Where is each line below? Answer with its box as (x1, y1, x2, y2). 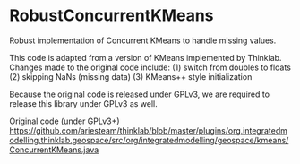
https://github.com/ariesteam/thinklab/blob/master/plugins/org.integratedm (9, 125, 288, 135)
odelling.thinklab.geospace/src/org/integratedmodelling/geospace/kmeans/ (9, 134, 289, 145)
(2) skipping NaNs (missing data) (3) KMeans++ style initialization (9, 71, 253, 82)
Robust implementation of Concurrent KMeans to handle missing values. (9, 35, 277, 46)
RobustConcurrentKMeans (9, 5, 214, 26)
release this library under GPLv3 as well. (9, 98, 159, 108)
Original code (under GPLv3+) (9, 116, 120, 126)
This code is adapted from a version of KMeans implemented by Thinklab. (9, 52, 282, 63)
